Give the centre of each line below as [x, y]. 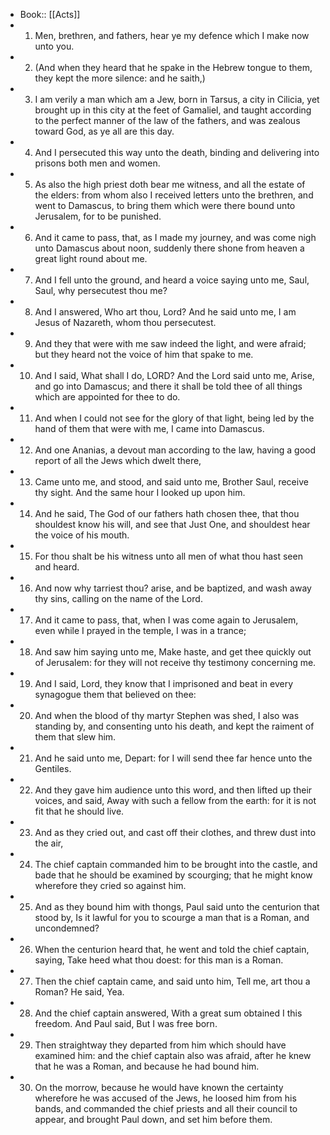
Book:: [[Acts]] [50, 14]
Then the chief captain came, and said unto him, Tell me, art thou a [172, 981]
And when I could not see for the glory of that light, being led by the [174, 418]
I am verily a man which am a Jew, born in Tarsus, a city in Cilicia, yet [177, 99]
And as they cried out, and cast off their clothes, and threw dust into [175, 832]
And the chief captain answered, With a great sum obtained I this [168, 1013]
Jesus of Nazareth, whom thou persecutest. [125, 322]
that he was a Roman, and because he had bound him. [147, 1066]
